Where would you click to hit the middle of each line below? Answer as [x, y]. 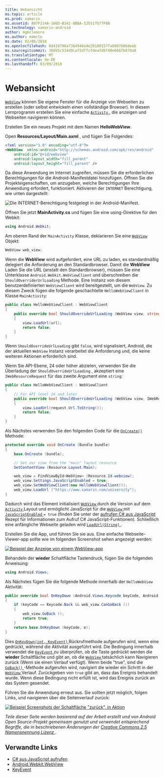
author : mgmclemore [25, 32]
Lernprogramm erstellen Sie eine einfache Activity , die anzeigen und [76, 112]
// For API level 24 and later [46, 394]
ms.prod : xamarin [23, 19]
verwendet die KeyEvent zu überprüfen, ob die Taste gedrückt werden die [79, 652]
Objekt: [12, 241]
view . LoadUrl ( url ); [42, 323]
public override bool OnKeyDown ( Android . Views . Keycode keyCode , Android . [83, 596]
